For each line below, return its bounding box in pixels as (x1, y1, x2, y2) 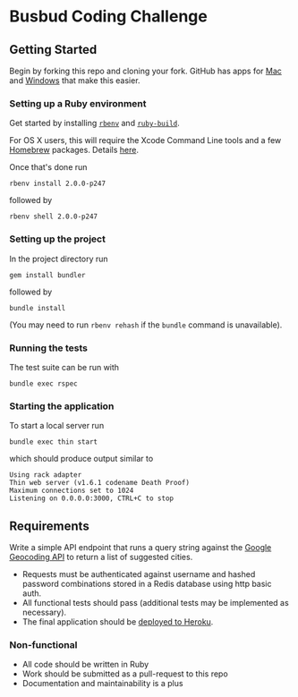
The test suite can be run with (9, 361, 119, 372)
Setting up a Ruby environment (9, 97, 147, 109)
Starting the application (9, 400, 115, 412)
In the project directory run (9, 253, 109, 264)
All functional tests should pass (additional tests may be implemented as (21, 598, 289, 608)
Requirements (9, 518, 89, 533)
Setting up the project (9, 233, 106, 245)
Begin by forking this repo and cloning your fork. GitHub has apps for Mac (9, 65, 282, 76)
